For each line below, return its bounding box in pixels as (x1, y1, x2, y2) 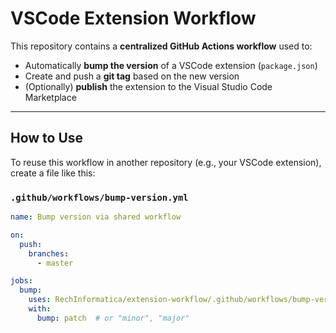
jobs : (10, 276, 33, 286)
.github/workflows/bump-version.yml (10, 192, 189, 203)
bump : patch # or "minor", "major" (36, 313, 190, 323)
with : (28, 304, 52, 314)
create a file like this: (10, 167, 96, 179)
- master (36, 258, 74, 268)
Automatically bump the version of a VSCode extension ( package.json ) (24, 59, 318, 71)
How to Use (10, 130, 84, 147)
